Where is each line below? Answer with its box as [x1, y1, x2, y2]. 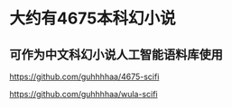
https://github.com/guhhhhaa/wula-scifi [9, 89, 158, 99]
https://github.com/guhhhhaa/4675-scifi [9, 71, 160, 82]
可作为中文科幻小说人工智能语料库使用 [9, 47, 223, 62]
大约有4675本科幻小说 [9, 8, 176, 29]
